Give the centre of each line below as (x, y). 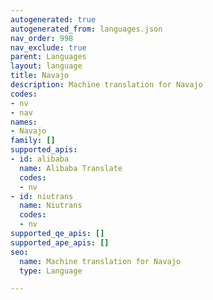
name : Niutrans (51, 206)
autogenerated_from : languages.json (86, 29)
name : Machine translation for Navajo (100, 261)
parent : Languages (48, 57)
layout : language (46, 66)
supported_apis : (44, 150)
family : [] (33, 141)
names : (24, 122)
